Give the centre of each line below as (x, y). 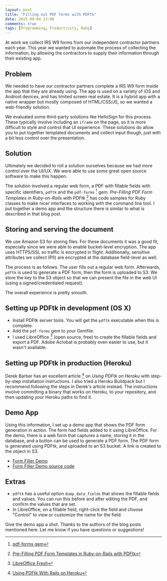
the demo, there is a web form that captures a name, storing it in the (75, 435)
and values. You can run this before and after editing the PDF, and (80, 499)
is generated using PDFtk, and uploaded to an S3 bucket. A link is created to (83, 446)
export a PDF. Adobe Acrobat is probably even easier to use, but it (80, 342)
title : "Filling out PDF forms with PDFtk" (51, 14)
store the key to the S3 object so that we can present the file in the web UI (81, 277)
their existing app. (24, 58)
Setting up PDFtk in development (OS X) (68, 308)
